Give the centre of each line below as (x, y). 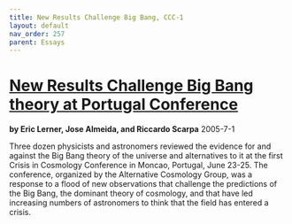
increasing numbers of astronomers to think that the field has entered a (139, 203)
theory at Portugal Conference (124, 105)
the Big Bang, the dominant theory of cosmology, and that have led (131, 193)
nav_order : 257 (37, 34)
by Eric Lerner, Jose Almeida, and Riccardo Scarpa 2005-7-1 (122, 129)
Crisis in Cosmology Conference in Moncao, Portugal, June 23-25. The (138, 166)
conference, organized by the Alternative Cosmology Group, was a (131, 174)
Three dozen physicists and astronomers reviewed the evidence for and (140, 146)
